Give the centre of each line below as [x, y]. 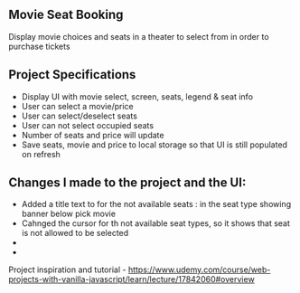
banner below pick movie [69, 214]
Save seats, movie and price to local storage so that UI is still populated [155, 145]
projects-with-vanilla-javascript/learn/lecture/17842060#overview [131, 279]
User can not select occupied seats [88, 125]
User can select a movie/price [77, 106]
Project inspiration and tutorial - [67, 269]
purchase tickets [39, 46]
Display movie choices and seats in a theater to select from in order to [139, 36]
